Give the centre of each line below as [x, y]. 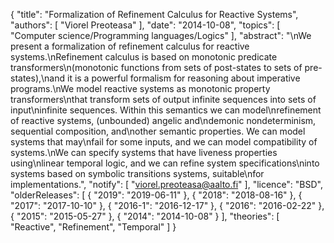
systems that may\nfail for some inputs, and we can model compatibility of [164, 142]
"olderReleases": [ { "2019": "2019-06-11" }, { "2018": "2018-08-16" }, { [156, 195]
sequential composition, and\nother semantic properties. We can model [158, 131]
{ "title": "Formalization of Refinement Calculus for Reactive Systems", [154, 14]
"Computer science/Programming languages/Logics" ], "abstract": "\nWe [161, 35]
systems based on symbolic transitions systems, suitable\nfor [137, 173]
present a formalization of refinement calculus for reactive [130, 46]
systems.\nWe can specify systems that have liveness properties [144, 152]
